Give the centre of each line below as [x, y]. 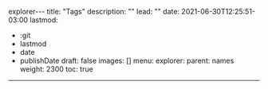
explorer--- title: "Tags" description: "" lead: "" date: [94, 12]
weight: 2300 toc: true [56, 69]
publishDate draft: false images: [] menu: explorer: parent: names [127, 60]
